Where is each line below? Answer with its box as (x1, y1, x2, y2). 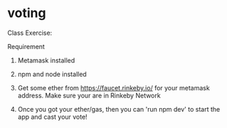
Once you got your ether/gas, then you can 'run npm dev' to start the (17, 105, 221, 113)
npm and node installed (17, 70, 87, 78)
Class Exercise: (7, 28, 53, 37)
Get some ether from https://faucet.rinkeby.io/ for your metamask (17, 83, 210, 92)
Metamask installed (17, 55, 75, 65)
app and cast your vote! (17, 112, 88, 121)
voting (7, 5, 46, 21)
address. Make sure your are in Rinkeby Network (17, 91, 162, 100)
